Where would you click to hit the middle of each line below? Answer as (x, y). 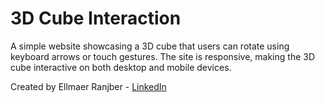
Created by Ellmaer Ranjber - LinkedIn (88, 86)
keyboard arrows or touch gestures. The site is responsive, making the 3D (163, 56)
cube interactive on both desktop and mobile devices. (121, 67)
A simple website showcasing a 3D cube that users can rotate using (150, 46)
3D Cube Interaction (96, 18)
